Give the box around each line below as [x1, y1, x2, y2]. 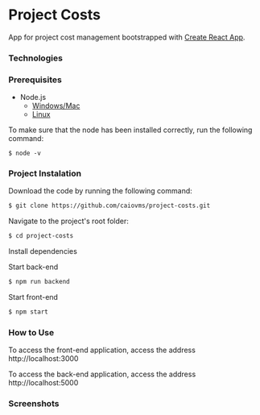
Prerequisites [8, 74, 62, 85]
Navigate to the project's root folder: [8, 216, 129, 226]
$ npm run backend [8, 278, 70, 286]
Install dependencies [8, 247, 78, 256]
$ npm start [8, 308, 48, 316]
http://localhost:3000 [8, 354, 79, 363]
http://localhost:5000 [8, 378, 79, 388]
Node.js [19, 93, 47, 102]
